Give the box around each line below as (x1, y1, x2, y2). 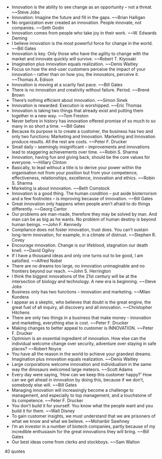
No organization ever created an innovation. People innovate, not (11, 19, 142, 25)
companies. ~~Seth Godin (11, 25, 64, 31)
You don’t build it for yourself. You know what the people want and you (11, 403, 153, 408)
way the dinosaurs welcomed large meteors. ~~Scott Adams (11, 366, 133, 372)
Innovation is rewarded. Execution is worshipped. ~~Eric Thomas (11, 102, 142, 108)
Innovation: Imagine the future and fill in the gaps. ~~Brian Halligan (11, 15, 146, 20)
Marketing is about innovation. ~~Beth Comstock (11, 185, 110, 191)
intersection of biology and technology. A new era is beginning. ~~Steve (11, 279, 156, 284)
